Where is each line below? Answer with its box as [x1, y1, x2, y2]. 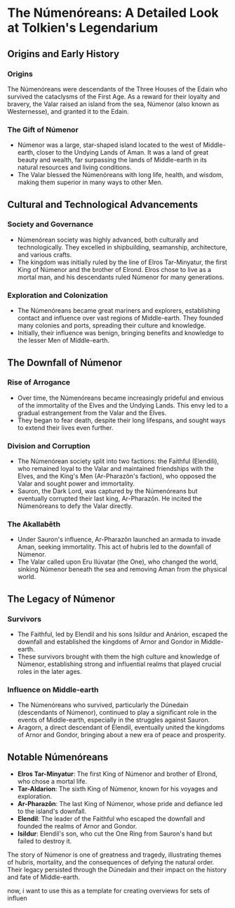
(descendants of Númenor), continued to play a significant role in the [17, 708, 217, 717]
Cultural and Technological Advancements [7, 198, 199, 210]
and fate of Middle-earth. [7, 873, 81, 881]
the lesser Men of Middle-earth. [17, 336, 110, 345]
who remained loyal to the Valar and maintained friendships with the [17, 465, 214, 473]
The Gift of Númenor [7, 124, 79, 134]
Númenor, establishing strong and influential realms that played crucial [17, 660, 222, 668]
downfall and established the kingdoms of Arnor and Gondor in [17, 637, 200, 646]
